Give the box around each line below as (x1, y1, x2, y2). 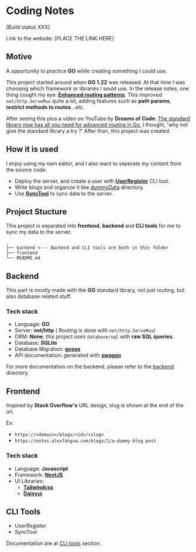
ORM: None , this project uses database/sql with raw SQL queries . (14, 333, 174, 340)
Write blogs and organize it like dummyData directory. (14, 183, 145, 191)
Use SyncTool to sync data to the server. (14, 190, 114, 197)
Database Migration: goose (14, 345, 81, 352)
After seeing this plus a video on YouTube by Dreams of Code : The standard (6, 115, 190, 122)
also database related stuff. (6, 293, 72, 300)
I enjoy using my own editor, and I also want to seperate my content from (6, 160, 182, 167)
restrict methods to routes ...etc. (6, 104, 85, 111)
